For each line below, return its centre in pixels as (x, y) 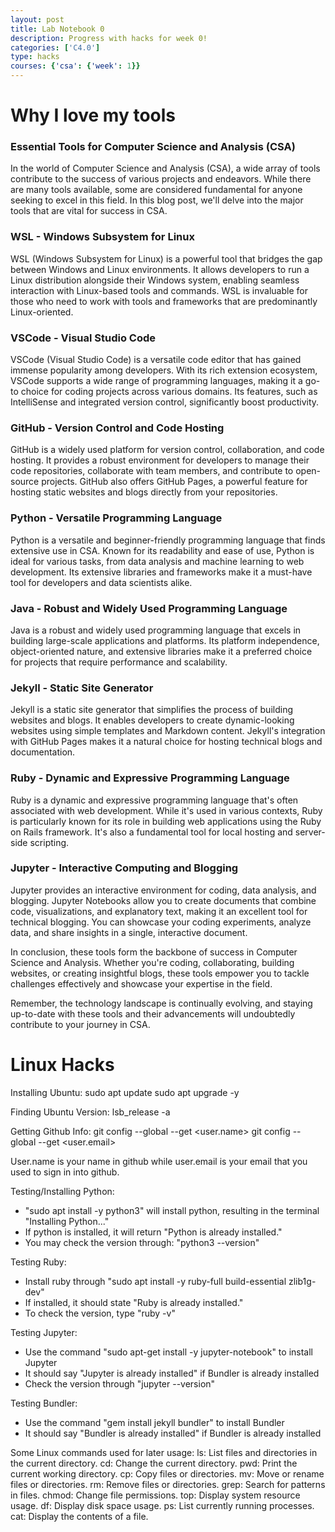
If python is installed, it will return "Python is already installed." (153, 1232)
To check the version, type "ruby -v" (100, 1313)
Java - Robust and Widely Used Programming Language (149, 608)
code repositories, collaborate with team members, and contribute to (152, 471)
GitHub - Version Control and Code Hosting (117, 428)
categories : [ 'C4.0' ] (55, 47)
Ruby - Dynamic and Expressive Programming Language (150, 778)
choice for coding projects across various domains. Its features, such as (169, 392)
